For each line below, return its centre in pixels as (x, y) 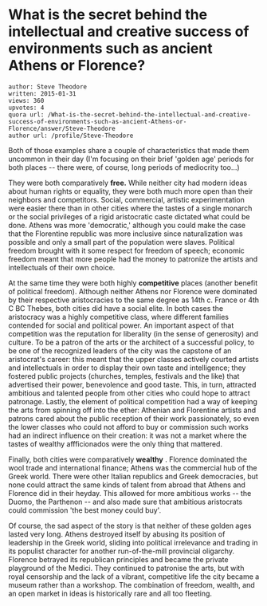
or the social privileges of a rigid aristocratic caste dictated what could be (129, 216)
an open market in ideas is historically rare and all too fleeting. (110, 593)
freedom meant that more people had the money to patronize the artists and (133, 259)
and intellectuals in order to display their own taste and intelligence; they (127, 368)
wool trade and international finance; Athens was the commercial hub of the (133, 467)
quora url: (26, 114)
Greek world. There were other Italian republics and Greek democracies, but (133, 476)
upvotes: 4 (26, 108)
